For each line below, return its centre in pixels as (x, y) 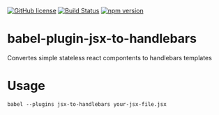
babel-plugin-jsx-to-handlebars (102, 39)
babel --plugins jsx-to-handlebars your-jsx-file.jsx (87, 104)
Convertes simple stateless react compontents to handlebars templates (110, 57)
